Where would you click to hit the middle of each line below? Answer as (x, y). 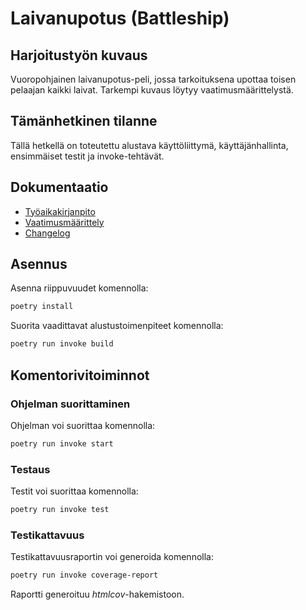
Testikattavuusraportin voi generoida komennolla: (112, 557)
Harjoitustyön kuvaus (79, 55)
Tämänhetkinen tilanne (84, 121)
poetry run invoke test (60, 510)
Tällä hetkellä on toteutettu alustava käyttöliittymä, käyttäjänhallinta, (149, 145)
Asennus (39, 264)
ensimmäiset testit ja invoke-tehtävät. (87, 156)
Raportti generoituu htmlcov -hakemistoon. (97, 594)
